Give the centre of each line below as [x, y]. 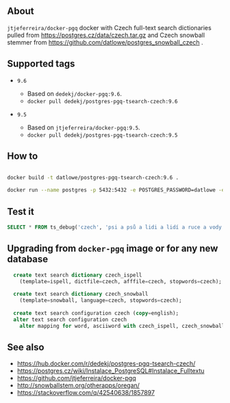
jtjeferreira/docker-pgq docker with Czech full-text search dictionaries [110, 27]
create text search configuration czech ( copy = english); [96, 313]
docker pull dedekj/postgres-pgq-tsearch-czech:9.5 [102, 135]
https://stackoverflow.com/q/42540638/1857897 [86, 393]
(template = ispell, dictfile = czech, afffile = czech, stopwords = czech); [121, 281]
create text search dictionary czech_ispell [78, 275]
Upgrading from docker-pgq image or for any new [113, 249]
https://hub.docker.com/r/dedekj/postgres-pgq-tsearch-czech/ [106, 364]
